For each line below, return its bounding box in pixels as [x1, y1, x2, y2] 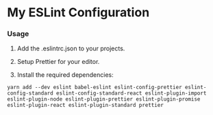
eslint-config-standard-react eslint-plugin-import [55, 90, 207, 97]
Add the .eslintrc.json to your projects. [16, 44, 125, 52]
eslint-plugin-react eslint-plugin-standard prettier [7, 102, 164, 109]
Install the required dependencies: [16, 71, 114, 79]
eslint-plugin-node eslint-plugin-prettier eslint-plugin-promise [7, 96, 201, 103]
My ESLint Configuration [7, 5, 150, 20]
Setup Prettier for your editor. [16, 58, 100, 66]
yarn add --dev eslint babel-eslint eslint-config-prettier [7, 84, 183, 91]
